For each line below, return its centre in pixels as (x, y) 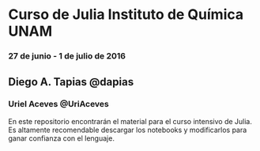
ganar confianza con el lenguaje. (61, 138)
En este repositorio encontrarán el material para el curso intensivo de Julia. (130, 121)
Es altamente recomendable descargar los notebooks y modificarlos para (128, 130)
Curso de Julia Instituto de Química (126, 15)
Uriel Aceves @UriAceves (58, 104)
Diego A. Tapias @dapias (71, 82)
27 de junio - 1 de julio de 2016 (67, 56)
